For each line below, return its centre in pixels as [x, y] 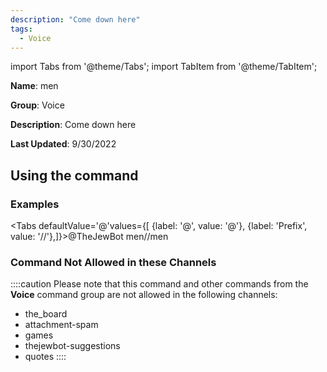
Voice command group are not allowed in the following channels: [144, 295]
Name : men [34, 86]
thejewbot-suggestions [72, 346]
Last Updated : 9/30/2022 [63, 144]
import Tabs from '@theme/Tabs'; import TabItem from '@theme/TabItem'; [164, 67]
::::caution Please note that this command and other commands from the [159, 284]
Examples [35, 204]
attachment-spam [61, 325]
